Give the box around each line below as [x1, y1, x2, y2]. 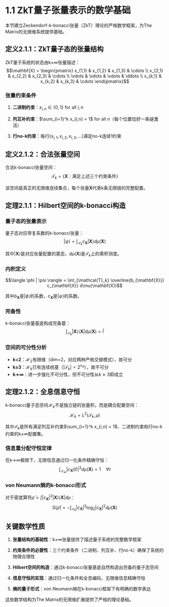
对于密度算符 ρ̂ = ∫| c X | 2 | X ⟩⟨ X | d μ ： [5, 494, 76, 501]
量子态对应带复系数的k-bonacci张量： [5, 230, 84, 236]
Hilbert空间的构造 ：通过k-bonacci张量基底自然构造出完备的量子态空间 [12, 565, 159, 571]
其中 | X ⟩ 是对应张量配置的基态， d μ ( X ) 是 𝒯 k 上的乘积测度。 [5, 251, 122, 258]
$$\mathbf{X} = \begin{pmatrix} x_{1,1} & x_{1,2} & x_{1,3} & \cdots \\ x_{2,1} [6, 67, 163, 73]
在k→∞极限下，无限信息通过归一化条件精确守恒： [5, 457, 109, 463]
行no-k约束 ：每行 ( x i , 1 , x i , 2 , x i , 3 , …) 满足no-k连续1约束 [12, 133, 122, 140]
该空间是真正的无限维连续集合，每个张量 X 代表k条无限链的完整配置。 [5, 185, 148, 191]
